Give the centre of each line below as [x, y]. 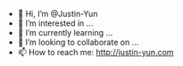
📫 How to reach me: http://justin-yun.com [96, 52]
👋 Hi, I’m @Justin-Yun [58, 14]
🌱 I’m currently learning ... [65, 33]
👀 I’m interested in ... [55, 23]
